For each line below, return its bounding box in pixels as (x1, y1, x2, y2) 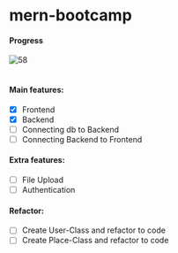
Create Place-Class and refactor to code (21, 235, 169, 246)
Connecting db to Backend (21, 124, 120, 134)
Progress (9, 34, 44, 45)
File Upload (21, 174, 64, 186)
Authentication (21, 185, 76, 195)
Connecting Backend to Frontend (21, 134, 143, 144)
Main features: (9, 84, 64, 95)
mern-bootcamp (9, 5, 132, 26)
